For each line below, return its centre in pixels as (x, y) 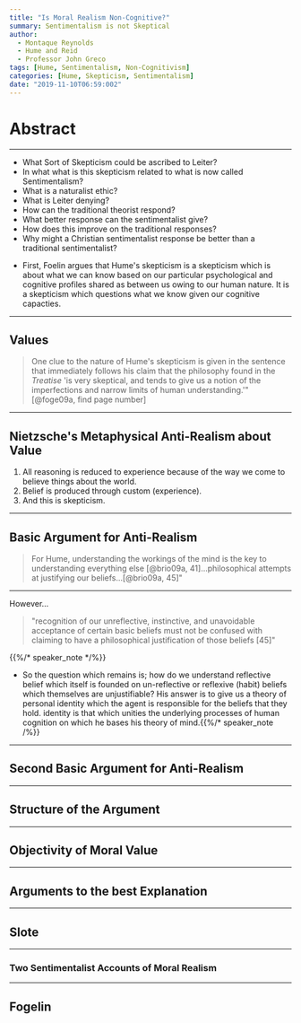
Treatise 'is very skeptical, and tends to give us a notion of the (146, 380)
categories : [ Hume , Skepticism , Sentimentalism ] (102, 76)
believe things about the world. (79, 482)
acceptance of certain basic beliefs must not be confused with (146, 630)
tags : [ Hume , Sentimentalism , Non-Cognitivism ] (100, 68)
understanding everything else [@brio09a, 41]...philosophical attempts (161, 568)
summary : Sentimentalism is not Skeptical (90, 26)
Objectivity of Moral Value (84, 850)
